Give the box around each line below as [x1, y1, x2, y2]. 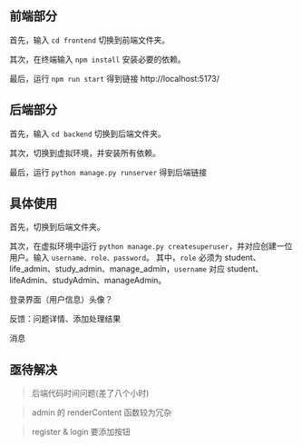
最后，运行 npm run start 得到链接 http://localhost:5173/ [9, 73, 220, 84]
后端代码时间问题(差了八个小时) [31, 388, 150, 399]
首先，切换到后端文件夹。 [9, 222, 105, 233]
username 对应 [173, 263, 225, 274]
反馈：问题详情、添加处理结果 [9, 313, 121, 324]
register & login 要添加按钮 [31, 426, 132, 438]
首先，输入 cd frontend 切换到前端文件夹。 [9, 35, 170, 45]
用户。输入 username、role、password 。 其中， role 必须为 [9, 253, 223, 263]
